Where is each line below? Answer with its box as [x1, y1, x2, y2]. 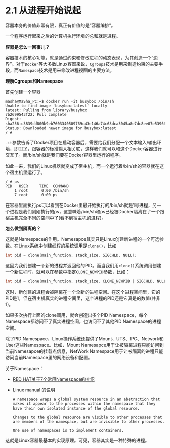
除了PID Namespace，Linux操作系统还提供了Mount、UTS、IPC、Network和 [5, 335, 164, 342]
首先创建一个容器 [5, 89, 41, 95]
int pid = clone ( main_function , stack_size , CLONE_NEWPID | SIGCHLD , [5, 279, 155, 284]
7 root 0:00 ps [14, 192, 58, 197]
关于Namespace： [5, 365, 44, 371]
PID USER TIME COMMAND [5, 183, 69, 189]
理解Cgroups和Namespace [5, 78, 63, 84]
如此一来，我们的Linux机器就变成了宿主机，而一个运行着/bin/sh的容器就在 [5, 162, 160, 169]
